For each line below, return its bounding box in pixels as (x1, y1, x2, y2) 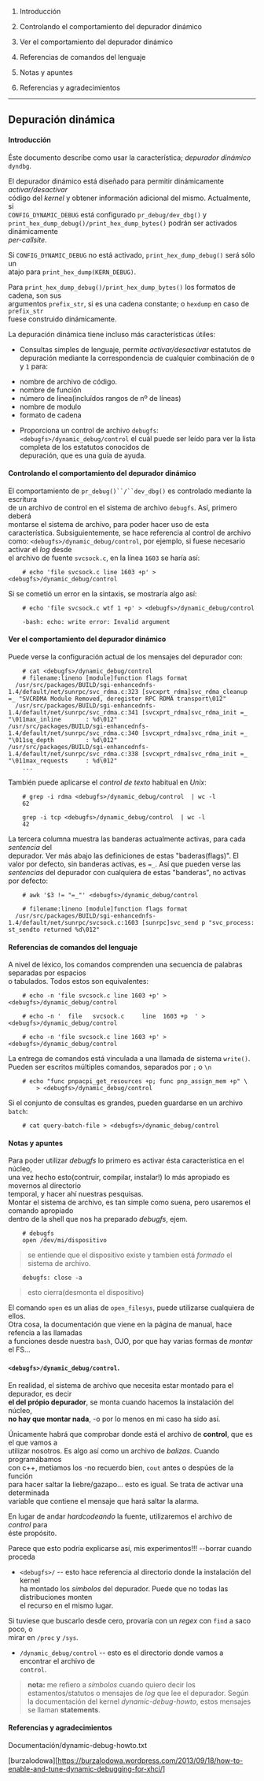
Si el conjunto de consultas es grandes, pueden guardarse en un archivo (8, 1098, 244, 1108)
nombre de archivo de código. (19, 377, 118, 386)
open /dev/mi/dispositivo (22, 1237, 108, 1245)
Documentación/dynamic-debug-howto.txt (8, 1740, 148, 1749)
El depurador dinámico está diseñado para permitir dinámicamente (8, 176, 225, 186)
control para (8, 1519, 48, 1529)
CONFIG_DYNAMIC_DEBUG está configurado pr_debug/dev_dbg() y (8, 210, 207, 219)
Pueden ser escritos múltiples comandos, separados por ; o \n (8, 1063, 212, 1072)
